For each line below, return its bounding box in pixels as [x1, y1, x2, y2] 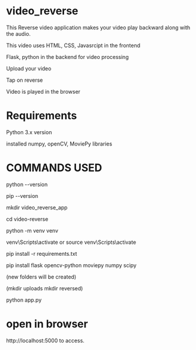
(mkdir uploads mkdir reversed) [6, 284, 83, 292]
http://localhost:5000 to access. [6, 337, 85, 344]
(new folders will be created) [6, 273, 77, 280]
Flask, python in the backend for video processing [6, 53, 129, 60]
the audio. [6, 30, 31, 37]
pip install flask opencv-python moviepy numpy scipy [6, 261, 137, 269]
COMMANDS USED [6, 161, 102, 175]
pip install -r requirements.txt [6, 250, 77, 257]
